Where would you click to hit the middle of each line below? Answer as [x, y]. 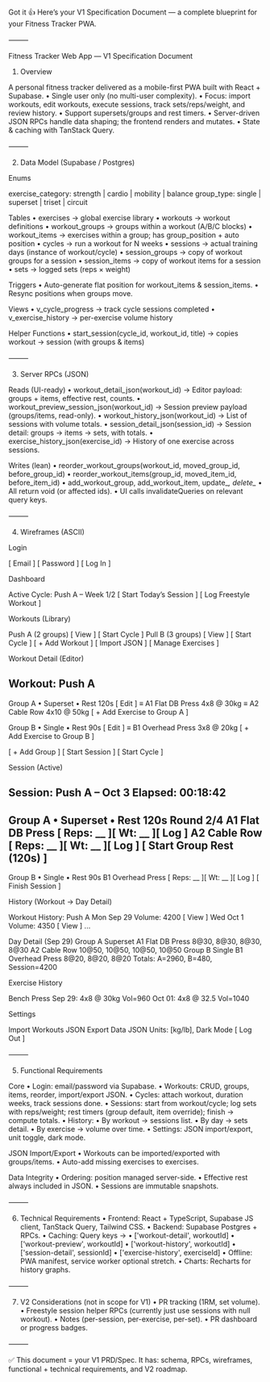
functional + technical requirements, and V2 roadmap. [98, 1369]
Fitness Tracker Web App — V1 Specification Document [101, 56]
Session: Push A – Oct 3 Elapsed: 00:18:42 [117, 793]
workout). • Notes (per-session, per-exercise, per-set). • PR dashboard [139, 1319]
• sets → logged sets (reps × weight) [70, 269]
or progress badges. [54, 1328]
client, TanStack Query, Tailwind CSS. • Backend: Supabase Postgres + [139, 1227]
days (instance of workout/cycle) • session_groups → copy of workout [126, 252]
